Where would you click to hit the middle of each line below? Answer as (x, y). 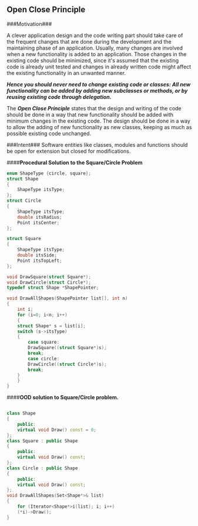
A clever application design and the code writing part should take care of (95, 35)
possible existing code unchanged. (49, 133)
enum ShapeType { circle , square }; (49, 173)
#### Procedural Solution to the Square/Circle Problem (75, 162)
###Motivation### (29, 24)
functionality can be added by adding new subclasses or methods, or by (97, 90)
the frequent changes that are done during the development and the (89, 41)
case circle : (44, 359)
